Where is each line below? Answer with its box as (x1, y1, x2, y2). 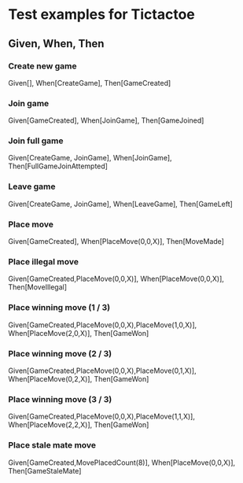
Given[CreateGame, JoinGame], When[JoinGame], (8, 153, 172, 163)
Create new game (8, 61, 77, 72)
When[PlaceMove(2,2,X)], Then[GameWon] (8, 420, 149, 430)
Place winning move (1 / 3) (8, 302, 111, 313)
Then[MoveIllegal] (8, 282, 68, 292)
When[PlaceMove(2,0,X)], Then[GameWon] (8, 328, 149, 337)
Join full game (8, 135, 64, 146)
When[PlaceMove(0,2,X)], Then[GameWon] (8, 374, 149, 383)
